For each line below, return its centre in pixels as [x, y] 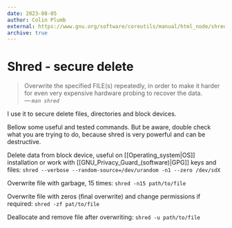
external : [21, 26]
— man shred [42, 101]
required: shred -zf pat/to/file [54, 204]
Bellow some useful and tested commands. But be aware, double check [109, 127]
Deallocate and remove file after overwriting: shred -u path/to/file [104, 217]
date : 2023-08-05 [32, 13]
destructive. [24, 142]
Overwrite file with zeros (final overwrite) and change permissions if [104, 196]
